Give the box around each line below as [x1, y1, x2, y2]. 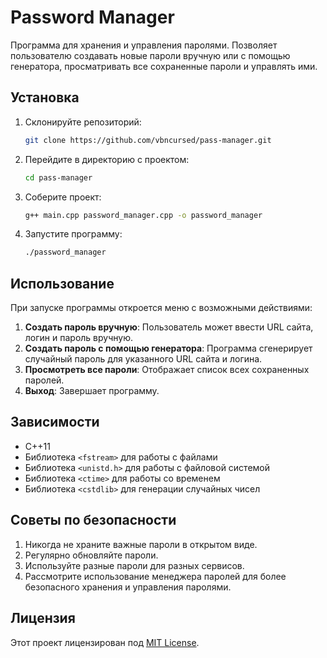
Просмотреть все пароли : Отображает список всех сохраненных [24, 364, 310, 376]
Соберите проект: [24, 191, 102, 203]
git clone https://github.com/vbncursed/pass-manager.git [24, 135, 272, 145]
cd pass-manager [24, 172, 93, 183]
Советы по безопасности [10, 512, 177, 529]
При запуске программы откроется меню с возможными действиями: [10, 302, 313, 314]
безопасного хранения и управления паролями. [24, 581, 232, 593]
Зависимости [10, 414, 100, 431]
